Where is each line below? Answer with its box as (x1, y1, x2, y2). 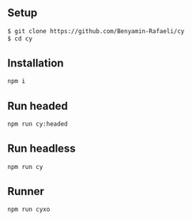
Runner (7, 185, 45, 198)
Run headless (7, 142, 76, 155)
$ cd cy (7, 35, 33, 43)
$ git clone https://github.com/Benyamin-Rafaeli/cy (7, 27, 185, 35)
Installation (7, 56, 64, 69)
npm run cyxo (7, 205, 51, 214)
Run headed (7, 99, 68, 113)
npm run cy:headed (7, 120, 68, 129)
